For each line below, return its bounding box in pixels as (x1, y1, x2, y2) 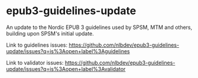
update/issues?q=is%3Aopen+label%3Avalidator (6, 65, 126, 72)
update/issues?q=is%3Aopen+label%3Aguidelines (6, 47, 130, 54)
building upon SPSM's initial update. (6, 30, 95, 37)
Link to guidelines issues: (6, 41, 68, 48)
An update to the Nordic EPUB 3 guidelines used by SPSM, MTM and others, (6, 24, 193, 31)
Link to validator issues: (6, 59, 64, 66)
